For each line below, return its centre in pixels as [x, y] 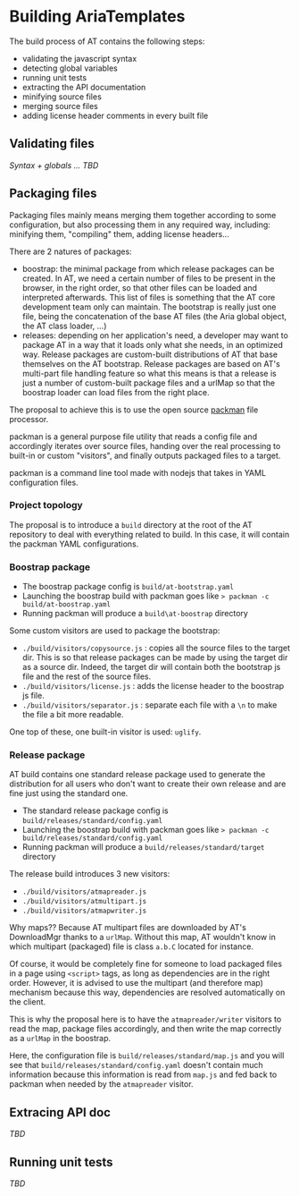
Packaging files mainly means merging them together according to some [143, 215]
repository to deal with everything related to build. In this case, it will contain [149, 534]
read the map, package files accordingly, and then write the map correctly [145, 1029]
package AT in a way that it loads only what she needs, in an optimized [153, 344]
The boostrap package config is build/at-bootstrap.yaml [128, 587]
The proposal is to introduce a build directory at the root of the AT [131, 524]
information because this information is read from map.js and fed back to [143, 1074]
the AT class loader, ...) [64, 326]
